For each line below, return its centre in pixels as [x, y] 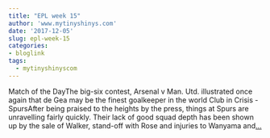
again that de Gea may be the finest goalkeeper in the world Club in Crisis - [133, 100]
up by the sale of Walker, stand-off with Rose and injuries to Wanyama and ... [135, 125]
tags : [17, 61]
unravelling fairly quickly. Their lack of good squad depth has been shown [131, 117]
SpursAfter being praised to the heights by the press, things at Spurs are [129, 108]
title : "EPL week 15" [45, 16]
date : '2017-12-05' [41, 31]
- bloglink [27, 53]
